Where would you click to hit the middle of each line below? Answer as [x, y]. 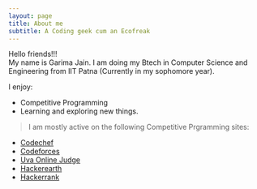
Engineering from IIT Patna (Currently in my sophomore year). [111, 71]
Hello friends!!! [33, 54]
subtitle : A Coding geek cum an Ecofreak [79, 31]
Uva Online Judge [50, 160]
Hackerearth [41, 169]
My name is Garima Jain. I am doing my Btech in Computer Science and [128, 62]
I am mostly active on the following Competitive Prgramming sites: [139, 127]
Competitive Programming [64, 103]
